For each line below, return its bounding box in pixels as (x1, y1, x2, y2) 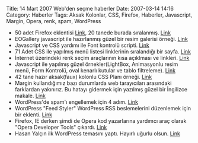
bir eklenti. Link (14, 111, 52, 118)
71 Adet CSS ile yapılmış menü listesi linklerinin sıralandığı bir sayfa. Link (14, 48, 191, 55)
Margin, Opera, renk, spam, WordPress (6, 18, 101, 24)
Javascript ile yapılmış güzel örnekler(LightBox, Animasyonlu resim (14, 61, 178, 68)
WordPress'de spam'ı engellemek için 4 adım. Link (14, 98, 138, 106)
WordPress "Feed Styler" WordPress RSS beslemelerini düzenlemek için (14, 105, 191, 112)
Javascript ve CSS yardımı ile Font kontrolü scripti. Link (14, 42, 149, 49)
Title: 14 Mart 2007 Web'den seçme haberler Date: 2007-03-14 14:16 (6, 5, 174, 12)
